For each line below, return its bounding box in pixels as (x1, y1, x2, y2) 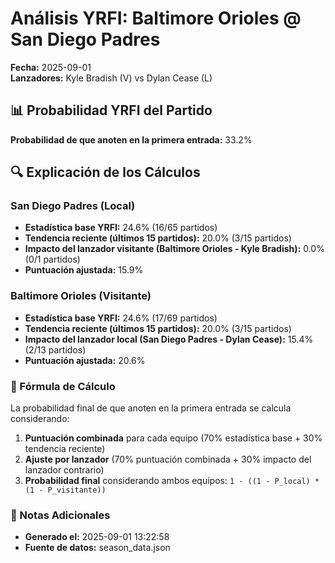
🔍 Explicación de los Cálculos (10, 164, 201, 181)
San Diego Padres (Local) (10, 199, 136, 213)
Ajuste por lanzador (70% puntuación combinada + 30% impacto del (24, 453, 312, 466)
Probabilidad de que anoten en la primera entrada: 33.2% (10, 133, 253, 146)
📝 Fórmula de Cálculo (10, 379, 116, 393)
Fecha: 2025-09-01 (10, 61, 92, 73)
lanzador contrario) (24, 464, 105, 476)
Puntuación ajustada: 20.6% (24, 354, 146, 366)
